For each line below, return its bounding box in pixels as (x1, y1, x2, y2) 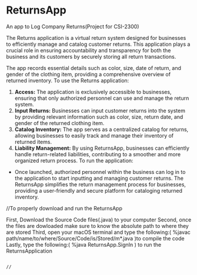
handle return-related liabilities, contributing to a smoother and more (14, 150, 181, 157)
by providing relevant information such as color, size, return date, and (14, 113, 183, 120)
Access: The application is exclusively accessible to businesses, (14, 88, 172, 95)
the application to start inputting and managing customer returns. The (14, 175, 184, 182)
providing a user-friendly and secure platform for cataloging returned (14, 187, 183, 194)
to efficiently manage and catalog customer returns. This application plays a (6, 41, 191, 48)
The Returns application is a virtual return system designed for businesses (6, 34, 186, 41)
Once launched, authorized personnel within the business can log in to (14, 168, 186, 175)
